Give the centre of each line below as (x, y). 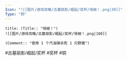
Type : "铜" (16, 14)
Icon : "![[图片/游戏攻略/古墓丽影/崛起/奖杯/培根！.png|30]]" (64, 10)
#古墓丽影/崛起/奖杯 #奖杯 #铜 (36, 53)
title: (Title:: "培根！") (32, 28)
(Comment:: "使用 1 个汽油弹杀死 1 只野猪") (47, 43)
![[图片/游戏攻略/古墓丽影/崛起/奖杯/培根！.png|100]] (56, 34)
